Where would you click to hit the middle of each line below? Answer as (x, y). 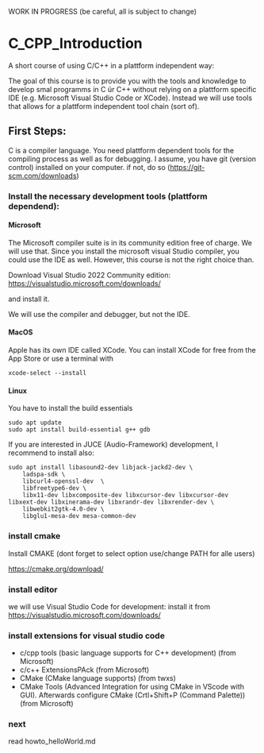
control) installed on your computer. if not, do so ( (89, 167)
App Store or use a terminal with (61, 359)
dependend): (34, 206)
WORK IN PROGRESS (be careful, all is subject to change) (102, 12)
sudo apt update (35, 423)
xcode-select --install (48, 373)
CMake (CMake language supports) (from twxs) (98, 678)
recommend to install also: (52, 453)
